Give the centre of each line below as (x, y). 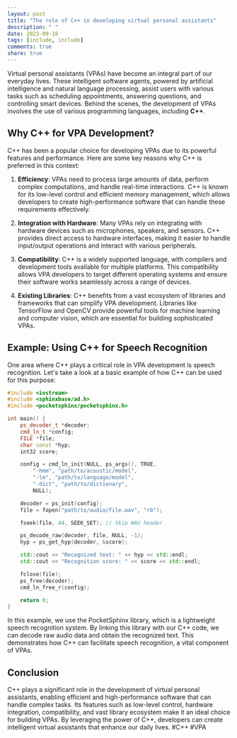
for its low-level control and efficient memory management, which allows (124, 194)
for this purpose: (31, 380)
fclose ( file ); (41, 574)
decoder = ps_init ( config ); (61, 503)
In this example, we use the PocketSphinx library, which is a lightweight (111, 621)
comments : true (30, 47)
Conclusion (33, 673)
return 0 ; (35, 600)
